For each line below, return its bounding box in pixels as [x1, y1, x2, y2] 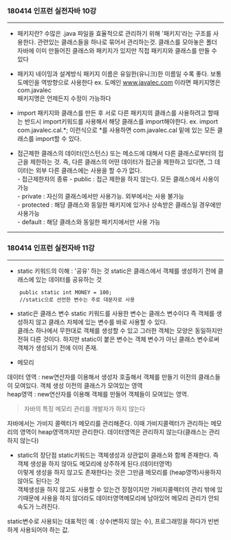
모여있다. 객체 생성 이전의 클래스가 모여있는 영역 [14, 381, 143, 390]
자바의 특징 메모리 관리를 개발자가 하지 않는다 [23, 404, 146, 413]
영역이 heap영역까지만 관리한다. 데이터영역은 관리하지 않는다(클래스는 [19, 427, 208, 436]
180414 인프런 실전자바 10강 [7, 5, 97, 15]
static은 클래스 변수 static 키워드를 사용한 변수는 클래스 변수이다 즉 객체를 [16, 309, 215, 317]
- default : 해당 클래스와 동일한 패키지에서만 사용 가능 [16, 218, 161, 226]
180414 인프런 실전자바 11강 [7, 243, 95, 253]
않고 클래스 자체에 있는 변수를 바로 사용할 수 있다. [35, 317, 168, 326]
